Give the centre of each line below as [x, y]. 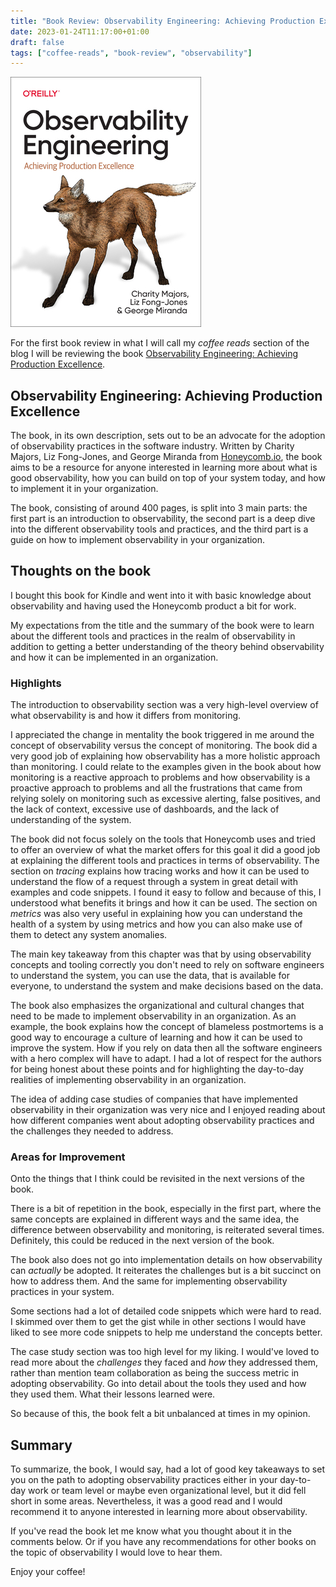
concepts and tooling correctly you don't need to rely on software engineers [167, 965]
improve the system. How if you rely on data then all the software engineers [166, 1048]
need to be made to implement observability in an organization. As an [153, 1016]
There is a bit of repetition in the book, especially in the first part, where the [166, 1209]
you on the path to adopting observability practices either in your [144, 1480]
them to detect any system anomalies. [89, 935]
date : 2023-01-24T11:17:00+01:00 [80, 31]
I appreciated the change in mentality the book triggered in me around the [162, 735]
